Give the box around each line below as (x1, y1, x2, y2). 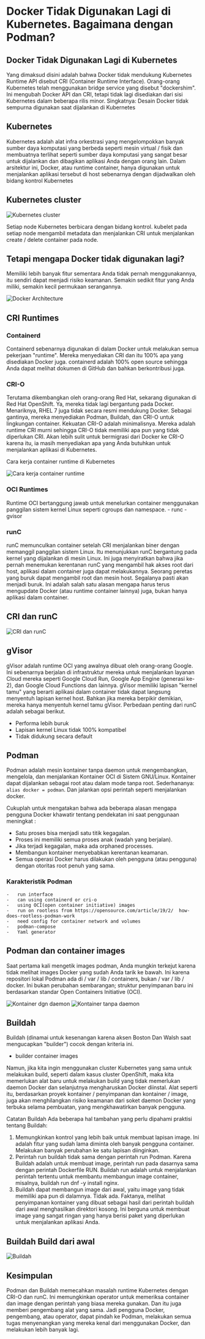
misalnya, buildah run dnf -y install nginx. (15, 1179, 119, 1187)
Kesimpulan (6, 1270, 53, 1281)
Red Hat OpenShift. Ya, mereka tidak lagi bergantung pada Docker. (6, 400, 174, 408)
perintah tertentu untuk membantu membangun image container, (15, 1173, 179, 1180)
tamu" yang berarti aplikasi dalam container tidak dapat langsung (6, 688, 171, 695)
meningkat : (6, 818, 37, 825)
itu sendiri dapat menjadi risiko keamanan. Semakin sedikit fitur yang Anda (6, 276, 195, 284)
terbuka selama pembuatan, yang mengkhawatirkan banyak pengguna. (6, 1103, 186, 1111)
